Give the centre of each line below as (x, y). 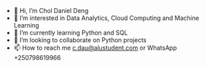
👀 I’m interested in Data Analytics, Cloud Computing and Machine (106, 18)
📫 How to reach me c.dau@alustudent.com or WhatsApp (95, 48)
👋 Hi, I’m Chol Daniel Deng (51, 11)
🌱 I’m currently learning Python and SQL (71, 32)
